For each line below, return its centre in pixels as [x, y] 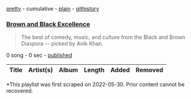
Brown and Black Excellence [48, 24]
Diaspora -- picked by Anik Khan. [62, 44]
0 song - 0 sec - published [39, 55]
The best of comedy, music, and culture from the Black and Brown [103, 37]
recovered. [20, 91]
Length [94, 70]
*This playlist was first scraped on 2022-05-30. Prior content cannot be [95, 85]
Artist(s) [41, 70]
